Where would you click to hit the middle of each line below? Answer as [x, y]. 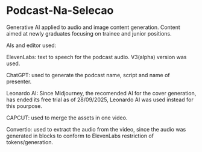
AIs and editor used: [31, 45]
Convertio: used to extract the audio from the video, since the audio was [96, 129]
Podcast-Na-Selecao [60, 11]
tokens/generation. [30, 142]
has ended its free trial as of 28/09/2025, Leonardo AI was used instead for [100, 100]
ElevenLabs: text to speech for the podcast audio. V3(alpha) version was [96, 57]
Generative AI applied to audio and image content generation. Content [93, 27]
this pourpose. [24, 106]
